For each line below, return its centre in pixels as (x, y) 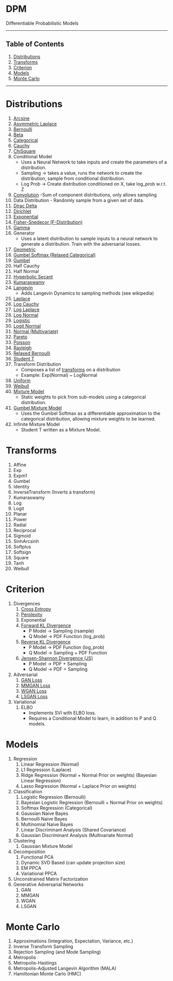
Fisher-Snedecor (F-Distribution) (48, 222)
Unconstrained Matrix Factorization (51, 879)
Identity (21, 486)
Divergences (27, 603)
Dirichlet (22, 211)
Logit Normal (27, 326)
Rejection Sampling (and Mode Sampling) (57, 952)
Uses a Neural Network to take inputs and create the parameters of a (94, 162)
